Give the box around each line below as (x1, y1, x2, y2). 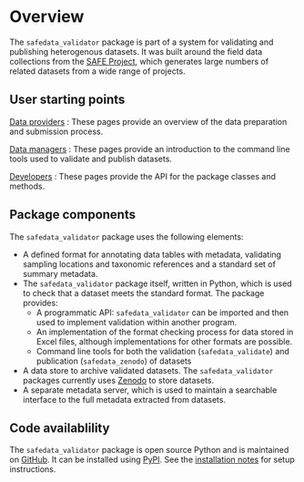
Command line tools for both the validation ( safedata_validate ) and (35, 345, 289, 356)
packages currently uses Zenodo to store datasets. (22, 374, 215, 385)
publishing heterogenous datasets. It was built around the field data (9, 46, 263, 56)
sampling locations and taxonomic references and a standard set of (22, 258, 276, 270)
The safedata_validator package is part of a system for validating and (9, 36, 274, 47)
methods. (9, 180, 46, 191)
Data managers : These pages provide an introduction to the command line (9, 143, 290, 154)
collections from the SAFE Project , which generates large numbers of (9, 56, 269, 67)
